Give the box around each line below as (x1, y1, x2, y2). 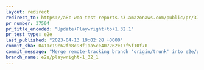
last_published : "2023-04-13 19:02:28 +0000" (5, 37, 123, 43)
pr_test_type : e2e (5, 32, 52, 38)
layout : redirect (5, 9, 50, 15)
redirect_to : (5, 15, 39, 21)
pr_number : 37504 (5, 20, 50, 26)
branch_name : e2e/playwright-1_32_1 (5, 54, 99, 60)
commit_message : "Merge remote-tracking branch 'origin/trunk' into (5, 49, 183, 55)
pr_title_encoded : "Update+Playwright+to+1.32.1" (5, 26, 135, 32)
